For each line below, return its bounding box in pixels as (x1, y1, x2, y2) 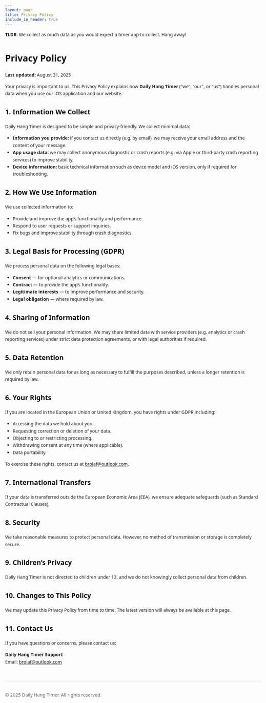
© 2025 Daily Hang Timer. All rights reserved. (5, 691, 102, 698)
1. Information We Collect (5, 107, 91, 117)
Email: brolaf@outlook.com (5, 658, 63, 665)
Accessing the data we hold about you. (12, 420, 94, 427)
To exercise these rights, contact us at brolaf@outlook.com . (5, 461, 129, 467)
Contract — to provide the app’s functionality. (12, 281, 109, 288)
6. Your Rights (5, 392, 52, 402)
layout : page (5, 7, 33, 12)
